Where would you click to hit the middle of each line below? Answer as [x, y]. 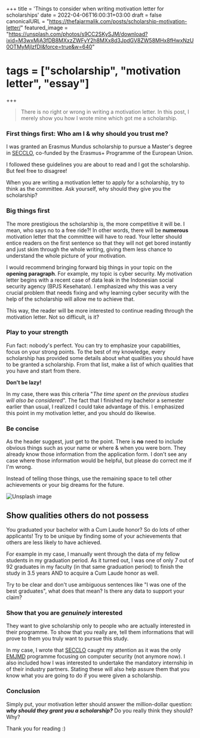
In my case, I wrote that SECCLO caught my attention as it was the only [93, 650]
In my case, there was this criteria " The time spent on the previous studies [98, 394]
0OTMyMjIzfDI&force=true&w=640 [49, 47]
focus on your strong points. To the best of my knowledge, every [86, 352]
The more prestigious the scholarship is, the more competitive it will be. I [96, 224]
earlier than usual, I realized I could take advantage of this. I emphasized [95, 407]
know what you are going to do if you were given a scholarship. [84, 676]
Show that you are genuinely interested [64, 612]
